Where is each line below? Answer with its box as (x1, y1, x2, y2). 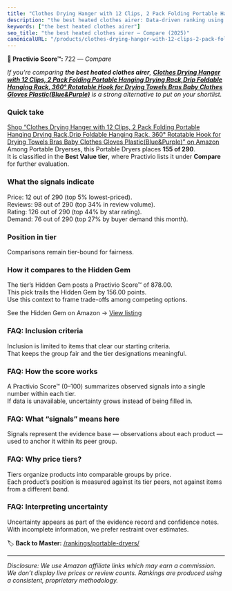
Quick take (7, 108, 44, 118)
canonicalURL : (7, 36, 48, 43)
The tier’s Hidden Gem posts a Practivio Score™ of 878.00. (7, 281, 173, 289)
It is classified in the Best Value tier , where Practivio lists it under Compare (7, 153, 221, 161)
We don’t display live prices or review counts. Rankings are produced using (7, 568, 222, 577)
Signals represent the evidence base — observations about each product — (7, 430, 223, 438)
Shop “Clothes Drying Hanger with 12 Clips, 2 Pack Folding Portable (7, 123, 200, 131)
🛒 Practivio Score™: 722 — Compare (7, 55, 112, 63)
